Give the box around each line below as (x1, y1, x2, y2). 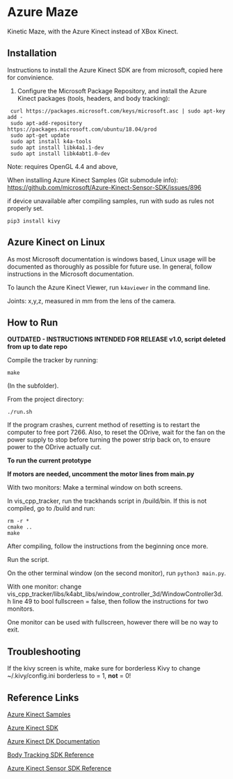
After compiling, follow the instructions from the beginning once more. (7, 542, 209, 550)
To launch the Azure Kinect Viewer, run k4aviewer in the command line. (7, 283, 211, 291)
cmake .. (7, 524, 33, 531)
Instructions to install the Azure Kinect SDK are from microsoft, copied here (7, 65, 223, 74)
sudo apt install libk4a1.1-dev (10, 144, 104, 151)
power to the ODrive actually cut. (7, 443, 102, 451)
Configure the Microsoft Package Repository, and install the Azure (17, 86, 207, 95)
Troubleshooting (7, 645, 81, 657)
